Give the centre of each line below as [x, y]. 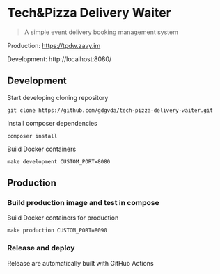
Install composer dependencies [52, 123]
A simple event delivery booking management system [101, 32]
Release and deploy [41, 248]
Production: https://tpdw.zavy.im [54, 45]
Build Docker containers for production [63, 218]
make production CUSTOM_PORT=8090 [57, 231]
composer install [32, 136]
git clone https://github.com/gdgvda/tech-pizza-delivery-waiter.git [110, 110]
